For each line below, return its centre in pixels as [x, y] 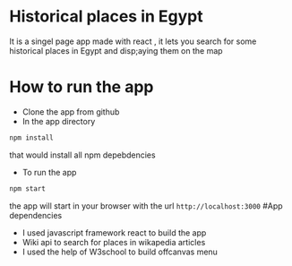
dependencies [36, 215]
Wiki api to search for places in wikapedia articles [114, 242]
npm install [31, 137]
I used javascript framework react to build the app [114, 232]
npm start [28, 189]
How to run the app [82, 87]
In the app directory [59, 121]
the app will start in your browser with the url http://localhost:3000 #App [146, 206]
